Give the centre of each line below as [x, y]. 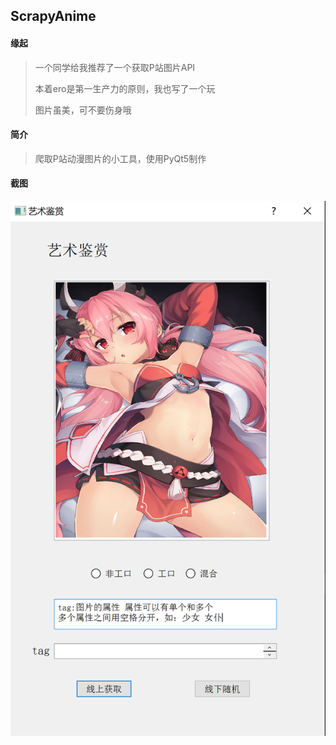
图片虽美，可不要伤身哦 [83, 110]
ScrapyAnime [53, 16]
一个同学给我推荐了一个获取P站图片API [115, 67]
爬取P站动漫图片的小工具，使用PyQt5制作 [120, 158]
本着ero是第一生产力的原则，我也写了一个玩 [125, 88]
